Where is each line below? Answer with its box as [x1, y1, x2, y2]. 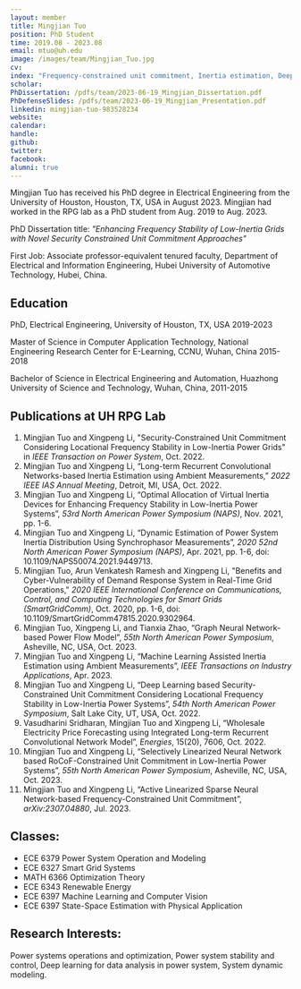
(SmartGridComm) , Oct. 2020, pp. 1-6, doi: [22, 603, 181, 614]
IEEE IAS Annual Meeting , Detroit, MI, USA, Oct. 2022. [22, 480, 222, 490]
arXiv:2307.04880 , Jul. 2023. [22, 803, 131, 814]
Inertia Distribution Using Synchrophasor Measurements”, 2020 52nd [22, 537, 278, 547]
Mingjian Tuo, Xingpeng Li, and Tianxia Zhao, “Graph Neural [22, 623, 245, 633]
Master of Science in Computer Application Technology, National [10, 337, 249, 347]
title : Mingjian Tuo [10, 21, 88, 30]
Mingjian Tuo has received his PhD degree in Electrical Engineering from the [10, 187, 290, 198]
